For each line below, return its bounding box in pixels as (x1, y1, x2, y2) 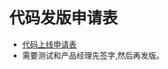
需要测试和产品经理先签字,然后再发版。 (21, 50, 164, 60)
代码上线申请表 (21, 39, 77, 50)
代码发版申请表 (9, 8, 118, 28)
